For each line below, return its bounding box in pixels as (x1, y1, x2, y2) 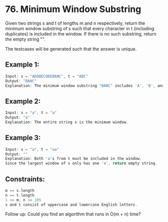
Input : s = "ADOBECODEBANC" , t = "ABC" (5, 74, 88, 79)
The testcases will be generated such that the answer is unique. (5, 46, 137, 52)
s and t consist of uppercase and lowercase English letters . (5, 202, 137, 207)
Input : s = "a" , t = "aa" (5, 147, 59, 152)
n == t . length (5, 192, 35, 198)
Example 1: (5, 60, 39, 69)
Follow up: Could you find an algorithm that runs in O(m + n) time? (5, 211, 141, 217)
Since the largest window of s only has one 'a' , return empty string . (5, 161, 157, 166)
